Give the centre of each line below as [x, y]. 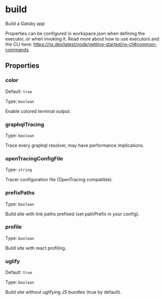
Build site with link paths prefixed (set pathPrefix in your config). [72, 214]
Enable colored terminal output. [38, 111]
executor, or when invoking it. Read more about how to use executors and [82, 39]
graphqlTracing [25, 124]
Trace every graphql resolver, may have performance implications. [75, 145]
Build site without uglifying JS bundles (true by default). [63, 292]
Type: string [19, 170]
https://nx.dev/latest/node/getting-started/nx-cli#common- [95, 44]
